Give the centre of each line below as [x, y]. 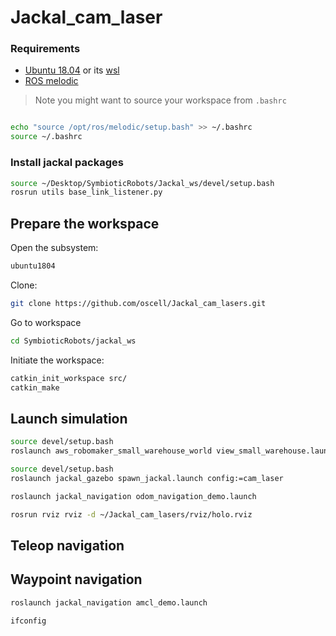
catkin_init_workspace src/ [69, 378]
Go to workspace [46, 322]
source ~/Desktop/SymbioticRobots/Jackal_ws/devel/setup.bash [142, 183]
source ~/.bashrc [46, 137]
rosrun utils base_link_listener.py [86, 192]
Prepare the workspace [85, 223]
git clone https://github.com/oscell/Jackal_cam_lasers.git [138, 303]
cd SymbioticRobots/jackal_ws [73, 341]
